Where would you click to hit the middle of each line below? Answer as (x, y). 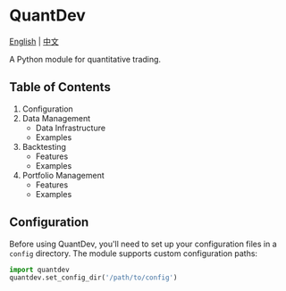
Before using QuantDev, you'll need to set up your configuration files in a (143, 244)
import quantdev (39, 270)
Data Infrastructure (70, 128)
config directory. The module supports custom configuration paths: (133, 253)
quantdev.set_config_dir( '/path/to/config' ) (93, 278)
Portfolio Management (63, 175)
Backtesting (44, 146)
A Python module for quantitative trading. (85, 59)
